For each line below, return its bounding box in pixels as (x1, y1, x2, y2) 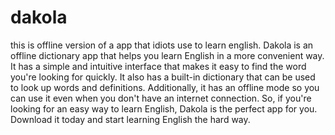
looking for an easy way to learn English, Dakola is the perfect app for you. (10, 102, 318, 115)
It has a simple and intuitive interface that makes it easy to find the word (10, 60, 307, 72)
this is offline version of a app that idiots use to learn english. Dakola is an (10, 39, 314, 51)
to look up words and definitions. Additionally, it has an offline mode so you (10, 81, 320, 93)
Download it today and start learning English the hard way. (10, 113, 251, 125)
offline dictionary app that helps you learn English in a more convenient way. (10, 49, 325, 61)
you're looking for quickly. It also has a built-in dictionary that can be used (10, 71, 316, 83)
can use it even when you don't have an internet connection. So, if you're (10, 92, 312, 104)
